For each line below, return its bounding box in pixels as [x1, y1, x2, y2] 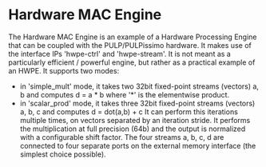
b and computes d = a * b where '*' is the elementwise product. [19, 89, 230, 99]
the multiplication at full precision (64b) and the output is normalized [19, 124, 246, 133]
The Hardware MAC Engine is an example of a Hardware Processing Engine [8, 32, 257, 42]
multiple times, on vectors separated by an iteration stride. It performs [19, 115, 251, 125]
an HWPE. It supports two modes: [8, 66, 120, 75]
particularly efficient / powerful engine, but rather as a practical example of [8, 58, 256, 67]
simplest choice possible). [19, 149, 106, 159]
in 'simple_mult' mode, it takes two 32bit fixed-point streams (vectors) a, [19, 82, 260, 91]
